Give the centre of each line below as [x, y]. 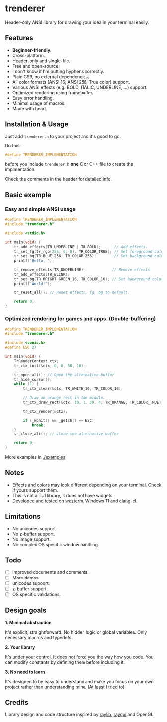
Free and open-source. [36, 66]
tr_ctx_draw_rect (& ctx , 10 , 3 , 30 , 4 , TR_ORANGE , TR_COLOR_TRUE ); [93, 402]
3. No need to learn [25, 672]
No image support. [32, 539]
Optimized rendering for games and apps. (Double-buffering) [81, 319]
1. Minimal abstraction [28, 622]
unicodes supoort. [31, 583]
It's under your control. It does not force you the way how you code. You [79, 657]
